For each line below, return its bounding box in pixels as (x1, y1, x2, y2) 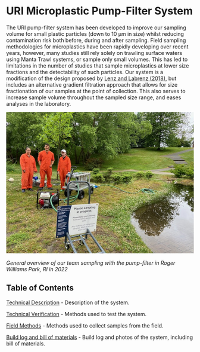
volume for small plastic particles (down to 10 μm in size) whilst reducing (6, 30, 185, 37)
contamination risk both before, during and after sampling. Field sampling (6, 36, 186, 44)
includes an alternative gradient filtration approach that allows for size (6, 81, 178, 88)
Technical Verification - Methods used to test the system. (6, 310, 147, 317)
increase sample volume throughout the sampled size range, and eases (6, 94, 182, 101)
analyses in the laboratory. (6, 100, 71, 107)
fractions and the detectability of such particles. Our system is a (6, 68, 164, 75)
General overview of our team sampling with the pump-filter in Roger (6, 259, 176, 267)
